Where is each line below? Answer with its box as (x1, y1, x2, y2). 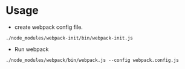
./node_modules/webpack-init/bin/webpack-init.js (5, 35, 134, 41)
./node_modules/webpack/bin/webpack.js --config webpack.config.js (5, 57, 180, 63)
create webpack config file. (14, 23, 83, 31)
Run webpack (14, 46, 49, 53)
